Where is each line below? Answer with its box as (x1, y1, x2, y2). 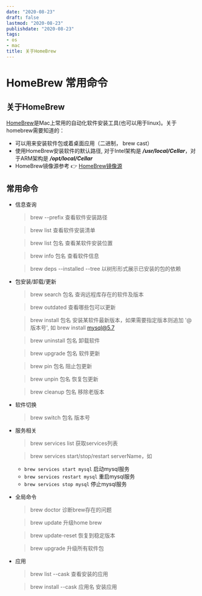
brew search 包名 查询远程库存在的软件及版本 (30, 291, 144, 298)
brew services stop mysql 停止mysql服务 (24, 480, 127, 487)
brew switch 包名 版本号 (30, 413, 91, 421)
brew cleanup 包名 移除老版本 (30, 388, 105, 395)
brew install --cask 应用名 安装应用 (30, 583, 117, 590)
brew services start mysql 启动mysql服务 (24, 465, 130, 472)
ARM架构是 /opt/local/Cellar (20, 155, 93, 162)
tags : (6, 31, 20, 37)
